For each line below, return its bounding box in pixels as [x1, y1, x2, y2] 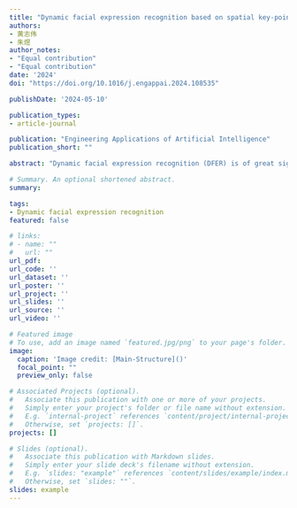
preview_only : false [17, 371, 93, 381]
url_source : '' [9, 306, 65, 315]
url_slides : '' [9, 297, 65, 306]
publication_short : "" [9, 143, 93, 152]
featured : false [9, 216, 69, 225]
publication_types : [9, 111, 81, 119]
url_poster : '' [9, 281, 65, 290]
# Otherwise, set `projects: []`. [9, 419, 144, 429]
